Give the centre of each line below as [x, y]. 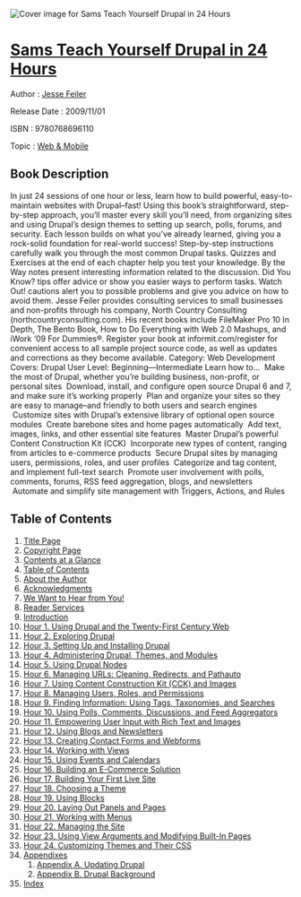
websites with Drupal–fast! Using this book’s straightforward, [155, 205]
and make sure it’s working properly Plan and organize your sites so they [146, 395]
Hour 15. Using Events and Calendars [91, 759]
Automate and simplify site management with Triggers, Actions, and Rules [149, 491]
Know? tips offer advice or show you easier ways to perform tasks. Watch [146, 281]
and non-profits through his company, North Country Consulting [129, 310]
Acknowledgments [58, 588]
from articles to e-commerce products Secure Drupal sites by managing [144, 453]
